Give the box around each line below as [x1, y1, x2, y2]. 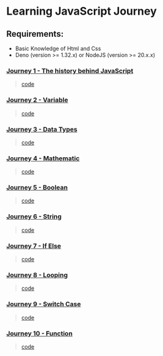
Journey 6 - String [6, 212, 62, 221]
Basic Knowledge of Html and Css [15, 45, 101, 52]
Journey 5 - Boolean [6, 184, 68, 192]
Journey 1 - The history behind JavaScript [6, 66, 134, 75]
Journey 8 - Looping [6, 271, 68, 279]
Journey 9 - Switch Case [6, 300, 81, 308]
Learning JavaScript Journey [6, 4, 157, 18]
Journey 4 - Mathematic [6, 154, 80, 163]
